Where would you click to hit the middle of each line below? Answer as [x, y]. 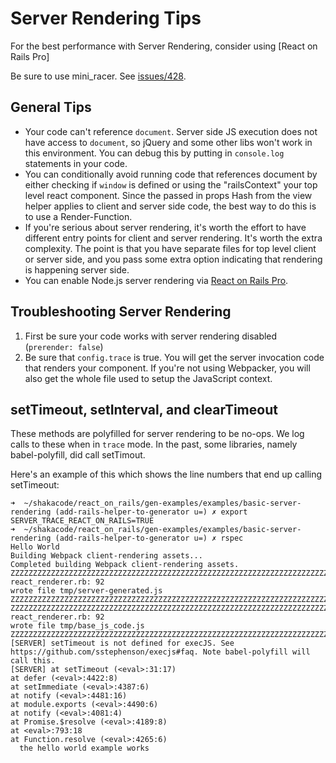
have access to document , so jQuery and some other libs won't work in [168, 142]
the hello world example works [84, 748]
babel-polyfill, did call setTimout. [78, 455]
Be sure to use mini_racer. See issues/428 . [98, 76]
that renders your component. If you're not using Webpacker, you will [167, 368]
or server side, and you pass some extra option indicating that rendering [173, 259]
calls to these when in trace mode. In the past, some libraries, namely [154, 444]
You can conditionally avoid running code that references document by [171, 174]
